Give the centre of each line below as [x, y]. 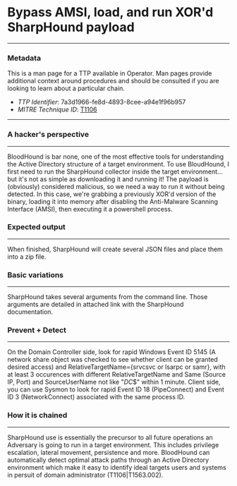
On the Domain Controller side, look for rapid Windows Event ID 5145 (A [112, 352]
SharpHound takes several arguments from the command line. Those [108, 297]
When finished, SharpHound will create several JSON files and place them [115, 249]
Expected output [36, 227]
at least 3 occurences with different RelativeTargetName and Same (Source [116, 375]
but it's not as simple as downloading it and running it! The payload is [108, 179]
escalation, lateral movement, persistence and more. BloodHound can [109, 452]
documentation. [30, 312]
